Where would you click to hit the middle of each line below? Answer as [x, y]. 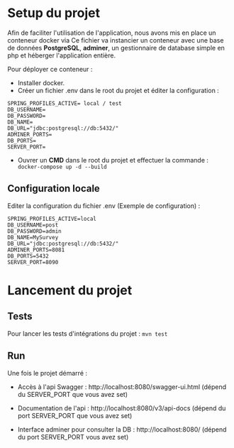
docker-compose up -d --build [62, 167]
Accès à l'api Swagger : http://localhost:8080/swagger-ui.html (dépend [122, 387]
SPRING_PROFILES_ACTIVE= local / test [65, 103]
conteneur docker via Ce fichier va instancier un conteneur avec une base [116, 40]
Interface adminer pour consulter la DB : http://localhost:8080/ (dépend [122, 429]
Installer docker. [41, 82]
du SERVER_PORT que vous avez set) [72, 394]
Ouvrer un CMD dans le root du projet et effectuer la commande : [113, 160]
